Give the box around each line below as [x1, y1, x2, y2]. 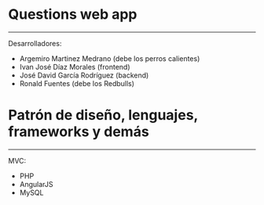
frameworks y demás [8, 123, 149, 141]
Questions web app [8, 5, 137, 23]
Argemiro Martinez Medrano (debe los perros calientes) [19, 53, 200, 63]
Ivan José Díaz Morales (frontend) [19, 62, 130, 71]
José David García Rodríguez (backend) [19, 70, 149, 80]
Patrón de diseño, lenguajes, [8, 106, 199, 124]
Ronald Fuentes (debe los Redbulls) [19, 78, 135, 88]
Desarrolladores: [8, 38, 62, 48]
